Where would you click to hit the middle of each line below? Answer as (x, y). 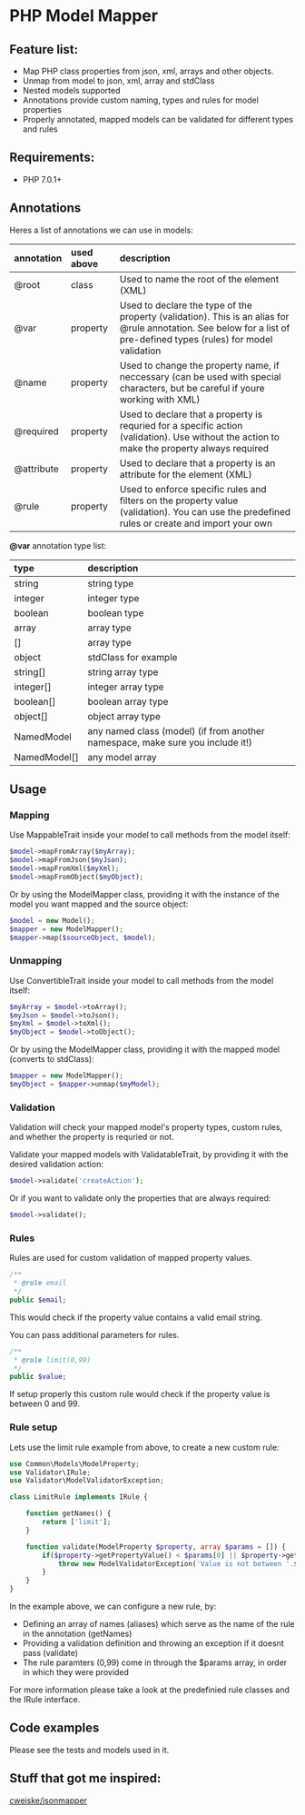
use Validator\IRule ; (50, 1473)
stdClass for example (133, 657)
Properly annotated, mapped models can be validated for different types (157, 119)
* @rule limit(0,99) (52, 1360)
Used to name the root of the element (199, 279)
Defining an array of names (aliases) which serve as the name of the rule (158, 1624)
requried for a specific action (181, 425)
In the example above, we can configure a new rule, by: (113, 1606)
